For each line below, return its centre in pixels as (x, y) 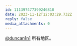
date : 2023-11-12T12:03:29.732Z (38, 14)
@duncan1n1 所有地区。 (29, 38)
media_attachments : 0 (28, 23)
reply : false (19, 19)
